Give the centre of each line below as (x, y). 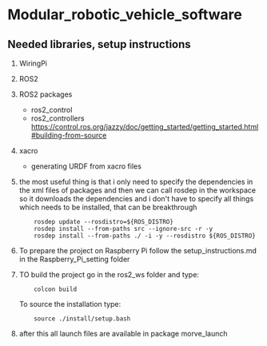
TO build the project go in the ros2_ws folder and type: (109, 274)
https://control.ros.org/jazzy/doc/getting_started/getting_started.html (145, 127)
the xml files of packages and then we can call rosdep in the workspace (137, 190)
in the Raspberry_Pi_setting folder (74, 259)
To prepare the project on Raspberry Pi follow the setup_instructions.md (138, 251)
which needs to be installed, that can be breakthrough (108, 207)
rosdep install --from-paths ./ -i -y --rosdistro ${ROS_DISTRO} (145, 236)
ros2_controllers (58, 118)
